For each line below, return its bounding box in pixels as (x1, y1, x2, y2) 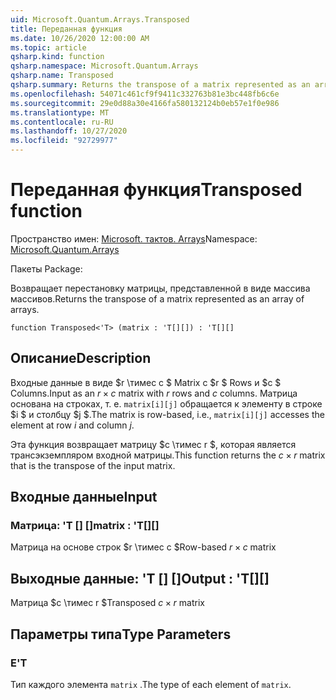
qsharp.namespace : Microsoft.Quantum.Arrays (10, 61, 199, 71)
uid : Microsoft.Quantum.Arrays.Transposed (10, 14, 190, 25)
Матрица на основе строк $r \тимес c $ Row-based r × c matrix (10, 541, 277, 553)
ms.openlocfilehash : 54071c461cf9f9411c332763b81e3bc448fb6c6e (10, 89, 280, 99)
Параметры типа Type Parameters (10, 626, 232, 643)
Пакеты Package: (10, 262, 83, 275)
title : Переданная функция (10, 24, 123, 34)
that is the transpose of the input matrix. (10, 459, 176, 471)
